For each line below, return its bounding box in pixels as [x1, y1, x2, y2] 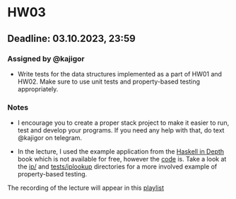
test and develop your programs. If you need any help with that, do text [17, 126, 225, 135]
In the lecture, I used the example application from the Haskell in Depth [17, 147, 225, 156]
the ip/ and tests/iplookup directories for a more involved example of [17, 162, 218, 171]
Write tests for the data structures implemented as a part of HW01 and [17, 69, 223, 78]
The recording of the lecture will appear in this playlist [7, 183, 165, 192]
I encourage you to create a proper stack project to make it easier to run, [17, 118, 230, 127]
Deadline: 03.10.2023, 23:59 [7, 33, 136, 45]
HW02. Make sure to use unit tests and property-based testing [17, 77, 200, 86]
